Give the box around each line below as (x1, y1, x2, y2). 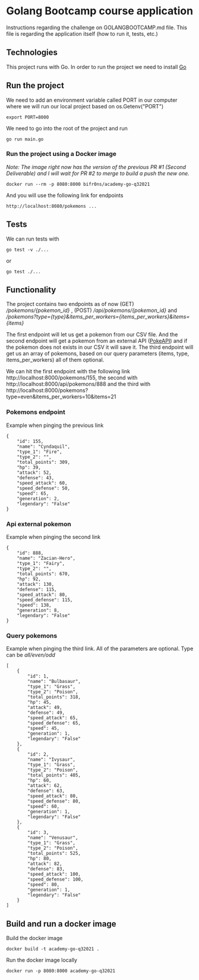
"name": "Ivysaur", (27, 757, 76, 763)
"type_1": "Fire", (17, 448, 62, 455)
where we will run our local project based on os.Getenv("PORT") (6, 102, 164, 110)
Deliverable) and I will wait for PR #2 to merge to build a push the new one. (6, 170, 190, 177)
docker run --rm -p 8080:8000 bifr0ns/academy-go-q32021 (6, 181, 150, 187)
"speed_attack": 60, (17, 480, 68, 486)
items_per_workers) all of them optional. (6, 356, 105, 364)
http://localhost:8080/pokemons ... (6, 203, 97, 209)
